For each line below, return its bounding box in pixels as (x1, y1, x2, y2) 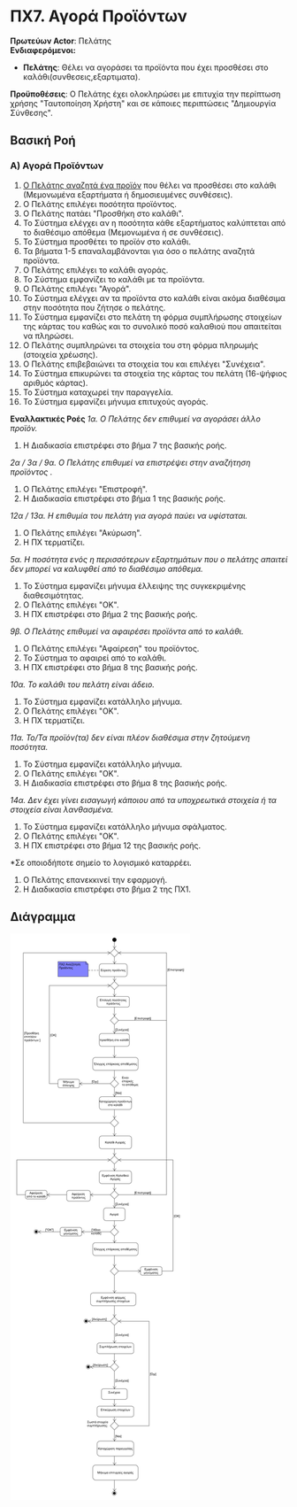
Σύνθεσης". (10, 107, 53, 118)
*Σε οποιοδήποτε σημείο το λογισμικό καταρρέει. (10, 857, 193, 868)
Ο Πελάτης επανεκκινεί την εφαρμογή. (22, 874, 167, 885)
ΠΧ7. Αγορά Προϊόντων (10, 6, 188, 27)
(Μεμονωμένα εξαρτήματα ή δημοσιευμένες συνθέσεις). (22, 189, 233, 200)
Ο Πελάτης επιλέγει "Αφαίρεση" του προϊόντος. (22, 643, 200, 653)
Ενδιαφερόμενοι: (10, 44, 76, 55)
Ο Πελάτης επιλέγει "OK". (22, 768, 119, 778)
